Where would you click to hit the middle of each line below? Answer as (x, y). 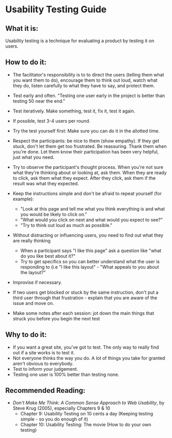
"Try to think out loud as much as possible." (66, 225)
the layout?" (33, 272)
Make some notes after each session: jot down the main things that (83, 313)
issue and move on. (33, 303)
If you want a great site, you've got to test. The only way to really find (86, 347)
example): (23, 199)
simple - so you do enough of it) (54, 419)
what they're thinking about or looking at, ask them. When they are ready (90, 173)
